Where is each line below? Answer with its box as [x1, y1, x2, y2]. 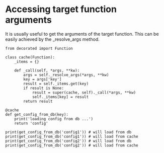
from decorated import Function [5, 46, 73, 51]
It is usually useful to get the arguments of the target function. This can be [5, 31, 159, 37]
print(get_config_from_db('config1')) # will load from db [5, 129, 132, 134]
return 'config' [14, 121, 49, 126]
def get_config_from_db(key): [5, 112, 69, 117]
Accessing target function [5, 4, 117, 15]
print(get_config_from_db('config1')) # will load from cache [5, 134, 138, 139]
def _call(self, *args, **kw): [14, 68, 80, 73]
